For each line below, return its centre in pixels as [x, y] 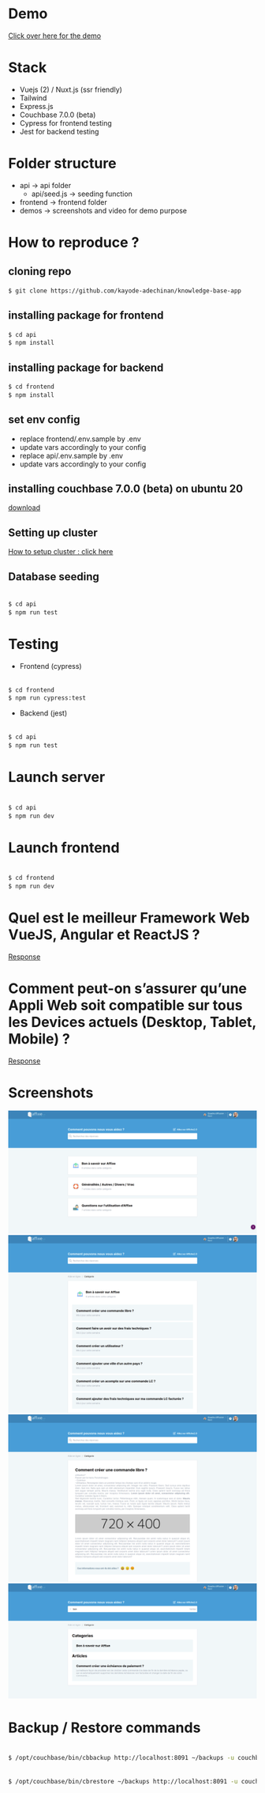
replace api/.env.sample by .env [71, 455]
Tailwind [33, 98]
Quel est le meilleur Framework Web [129, 918]
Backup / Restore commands [105, 1727]
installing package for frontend [86, 316]
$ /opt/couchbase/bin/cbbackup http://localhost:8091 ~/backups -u [121, 1758]
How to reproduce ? [74, 243]
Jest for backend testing [59, 131]
